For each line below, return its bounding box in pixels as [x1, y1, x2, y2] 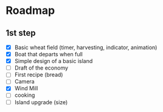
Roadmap [5, 4, 55, 18]
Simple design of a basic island [14, 58, 93, 65]
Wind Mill [14, 85, 38, 92]
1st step [5, 28, 36, 38]
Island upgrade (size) [14, 98, 68, 106]
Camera [14, 78, 35, 85]
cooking [14, 91, 35, 99]
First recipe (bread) [14, 71, 63, 79]
